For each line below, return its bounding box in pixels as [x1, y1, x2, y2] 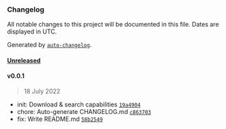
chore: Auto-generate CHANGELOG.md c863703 [16, 108, 152, 116]
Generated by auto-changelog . [7, 41, 92, 49]
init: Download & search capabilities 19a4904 [16, 100, 141, 109]
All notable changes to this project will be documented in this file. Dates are [7, 20, 220, 29]
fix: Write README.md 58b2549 [16, 115, 103, 124]
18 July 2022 [23, 87, 61, 96]
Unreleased [7, 56, 41, 64]
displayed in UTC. [7, 27, 57, 35]
